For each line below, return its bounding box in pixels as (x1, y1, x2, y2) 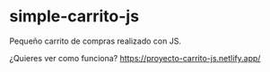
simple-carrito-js (9, 6, 140, 27)
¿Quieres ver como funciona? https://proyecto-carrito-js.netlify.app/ (9, 52, 261, 63)
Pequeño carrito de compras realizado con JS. (9, 36, 182, 46)
